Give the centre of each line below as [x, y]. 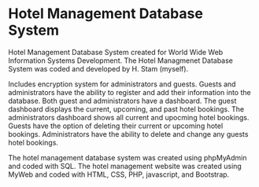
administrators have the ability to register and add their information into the [129, 92]
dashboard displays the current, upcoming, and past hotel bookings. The [126, 109]
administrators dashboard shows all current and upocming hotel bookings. [129, 117]
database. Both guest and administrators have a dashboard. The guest [122, 101]
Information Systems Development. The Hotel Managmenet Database [121, 60]
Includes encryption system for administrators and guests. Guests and [122, 84]
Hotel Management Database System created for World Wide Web [116, 52]
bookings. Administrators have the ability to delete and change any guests [128, 134]
